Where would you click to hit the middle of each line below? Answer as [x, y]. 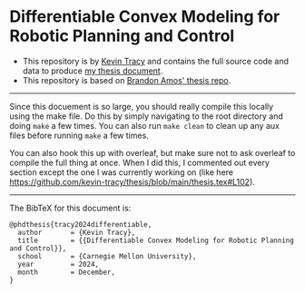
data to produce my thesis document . [93, 71]
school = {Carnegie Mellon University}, [107, 256]
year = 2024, [59, 264]
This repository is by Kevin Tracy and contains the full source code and [155, 61]
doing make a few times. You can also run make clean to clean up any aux [144, 125]
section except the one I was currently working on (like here [122, 172]
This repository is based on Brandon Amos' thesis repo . [127, 80]
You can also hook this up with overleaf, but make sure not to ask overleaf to [152, 152]
